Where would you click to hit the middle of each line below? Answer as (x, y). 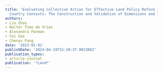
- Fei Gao (15, 36)
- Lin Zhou (16, 23)
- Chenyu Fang (19, 41)
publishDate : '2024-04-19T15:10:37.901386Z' (51, 49)
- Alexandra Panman (25, 32)
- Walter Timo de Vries (29, 27)
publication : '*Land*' (28, 63)
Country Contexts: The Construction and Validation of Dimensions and (82, 14)
